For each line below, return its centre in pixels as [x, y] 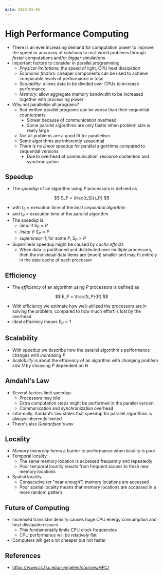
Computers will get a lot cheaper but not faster [59, 540]
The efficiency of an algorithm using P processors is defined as [76, 287]
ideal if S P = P [34, 226]
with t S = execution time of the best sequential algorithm [69, 208]
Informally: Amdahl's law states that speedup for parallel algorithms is [82, 413]
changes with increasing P [39, 355]
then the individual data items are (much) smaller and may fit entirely [88, 255]
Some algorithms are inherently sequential [62, 141]
